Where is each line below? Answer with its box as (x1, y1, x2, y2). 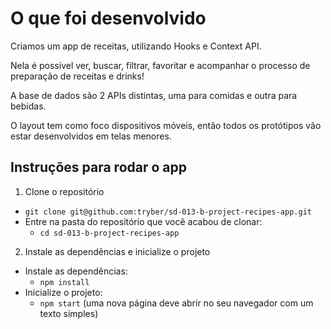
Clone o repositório (24, 185, 105, 197)
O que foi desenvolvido (10, 7, 207, 30)
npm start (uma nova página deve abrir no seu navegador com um (39, 297, 314, 309)
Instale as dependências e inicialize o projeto (24, 245, 211, 257)
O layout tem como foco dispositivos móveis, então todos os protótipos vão (10, 119, 322, 131)
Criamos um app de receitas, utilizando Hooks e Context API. (10, 40, 262, 52)
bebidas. (10, 100, 47, 112)
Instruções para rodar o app (10, 159, 187, 176)
